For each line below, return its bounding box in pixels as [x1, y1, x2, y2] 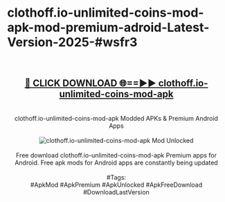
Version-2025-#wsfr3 [7, 35, 138, 50]
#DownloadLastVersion [82, 187, 150, 196]
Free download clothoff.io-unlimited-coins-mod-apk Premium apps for [16, 151, 217, 159]
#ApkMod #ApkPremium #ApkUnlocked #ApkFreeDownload [30, 180, 203, 189]
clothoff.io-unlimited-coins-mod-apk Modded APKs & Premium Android [15, 114, 218, 122]
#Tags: [106, 173, 127, 181]
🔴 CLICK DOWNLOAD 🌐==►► [24, 78, 157, 90]
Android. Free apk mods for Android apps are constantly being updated [15, 158, 218, 167]
